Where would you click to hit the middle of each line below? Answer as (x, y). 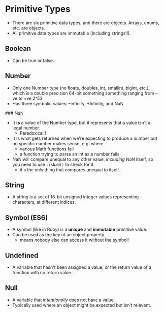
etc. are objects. (29, 28)
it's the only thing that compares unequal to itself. (70, 170)
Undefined (22, 255)
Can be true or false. (33, 61)
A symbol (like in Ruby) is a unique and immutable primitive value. (80, 229)
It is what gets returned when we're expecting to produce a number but (85, 138)
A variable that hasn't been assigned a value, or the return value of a (82, 267)
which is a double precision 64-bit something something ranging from (83, 93)
